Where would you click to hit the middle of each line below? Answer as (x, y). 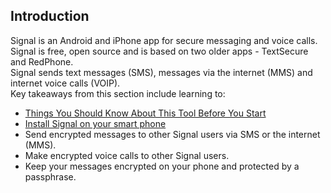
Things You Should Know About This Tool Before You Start (145, 113)
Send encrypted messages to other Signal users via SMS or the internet (172, 134)
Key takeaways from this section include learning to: (118, 93)
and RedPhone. (42, 61)
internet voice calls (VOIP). (65, 83)
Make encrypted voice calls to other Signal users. (127, 155)
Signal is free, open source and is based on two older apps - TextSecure (159, 51)
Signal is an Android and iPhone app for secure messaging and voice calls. (164, 40)
